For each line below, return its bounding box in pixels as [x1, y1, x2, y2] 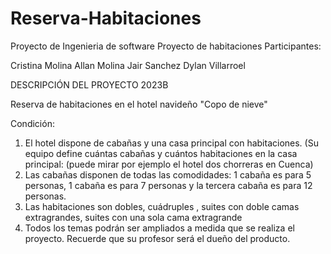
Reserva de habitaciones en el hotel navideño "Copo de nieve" [10, 98, 268, 110]
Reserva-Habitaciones [10, 7, 202, 30]
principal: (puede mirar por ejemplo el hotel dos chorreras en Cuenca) [24, 158, 314, 170]
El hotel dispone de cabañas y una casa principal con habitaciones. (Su [24, 137, 319, 149]
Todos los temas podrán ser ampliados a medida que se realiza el [24, 222, 295, 234]
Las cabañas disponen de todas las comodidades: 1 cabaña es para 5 [24, 168, 312, 181]
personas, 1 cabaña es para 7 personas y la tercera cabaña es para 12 [24, 179, 313, 191]
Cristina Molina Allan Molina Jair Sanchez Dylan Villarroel [10, 59, 246, 71]
